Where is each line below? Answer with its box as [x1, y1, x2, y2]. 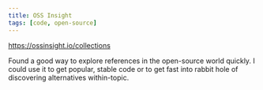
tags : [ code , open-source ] [8, 19, 97, 27]
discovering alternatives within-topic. [8, 73, 130, 82]
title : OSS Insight [8, 11, 73, 20]
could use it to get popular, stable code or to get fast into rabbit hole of [8, 64, 239, 73]
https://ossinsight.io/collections [8, 40, 111, 50]
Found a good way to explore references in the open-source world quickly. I [8, 56, 255, 66]
